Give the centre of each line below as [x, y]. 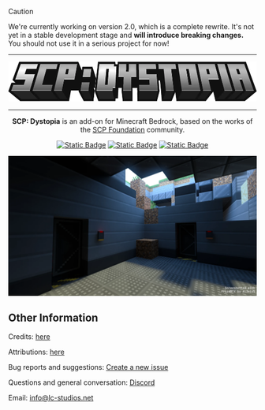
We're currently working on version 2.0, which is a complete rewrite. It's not [131, 26]
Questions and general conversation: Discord [82, 382]
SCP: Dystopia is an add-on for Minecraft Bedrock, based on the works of [132, 121]
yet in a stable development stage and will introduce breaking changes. [126, 35]
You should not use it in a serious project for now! [89, 43]
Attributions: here [36, 352]
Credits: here [29, 337]
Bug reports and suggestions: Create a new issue [88, 367]
